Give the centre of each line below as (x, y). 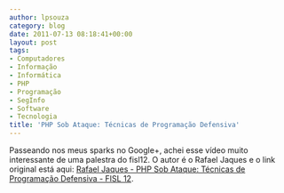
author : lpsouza (39, 17)
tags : (19, 51)
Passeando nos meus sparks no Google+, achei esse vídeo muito (129, 150)
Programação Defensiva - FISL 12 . (71, 178)
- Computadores (37, 59)
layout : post (33, 42)
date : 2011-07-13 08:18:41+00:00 (71, 34)
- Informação (33, 68)
